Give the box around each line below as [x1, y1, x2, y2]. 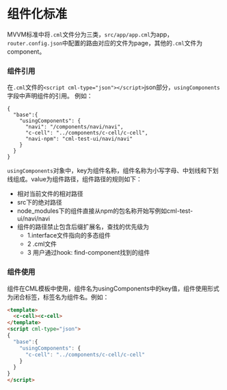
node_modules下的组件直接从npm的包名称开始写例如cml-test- [16, 207, 193, 215]
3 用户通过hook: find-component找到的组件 [27, 249, 150, 257]
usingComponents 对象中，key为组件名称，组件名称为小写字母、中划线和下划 [7, 166, 219, 175]
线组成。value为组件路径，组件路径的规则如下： [7, 175, 142, 183]
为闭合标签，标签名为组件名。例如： [7, 292, 109, 301]
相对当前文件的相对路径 [16, 190, 83, 198]
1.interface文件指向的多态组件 [27, 231, 111, 240]
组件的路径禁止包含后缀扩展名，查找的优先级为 [16, 222, 149, 231]
